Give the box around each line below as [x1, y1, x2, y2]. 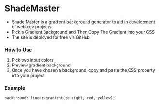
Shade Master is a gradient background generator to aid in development [11, 19, 155, 25]
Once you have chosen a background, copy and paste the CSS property [11, 67, 155, 73]
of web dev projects [11, 24, 52, 29]
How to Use [4, 46, 32, 53]
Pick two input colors [11, 57, 54, 63]
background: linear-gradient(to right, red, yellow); [4, 95, 116, 100]
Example [4, 85, 26, 92]
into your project [11, 73, 44, 79]
